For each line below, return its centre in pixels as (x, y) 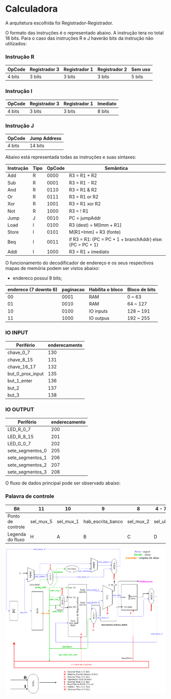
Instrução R (20, 56)
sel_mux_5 (41, 522)
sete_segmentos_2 (27, 465)
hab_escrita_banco (103, 522)
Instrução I (19, 91)
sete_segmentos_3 (27, 472)
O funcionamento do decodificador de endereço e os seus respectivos (79, 263)
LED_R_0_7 (19, 430)
